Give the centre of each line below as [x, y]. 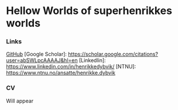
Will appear [20, 101]
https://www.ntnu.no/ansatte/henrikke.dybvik [61, 73]
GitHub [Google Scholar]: [37, 54]
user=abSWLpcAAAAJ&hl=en [42, 60]
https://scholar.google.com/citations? [113, 54]
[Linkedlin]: [93, 60]
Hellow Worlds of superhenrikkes [89, 11]
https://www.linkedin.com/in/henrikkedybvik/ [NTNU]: [71, 67]
